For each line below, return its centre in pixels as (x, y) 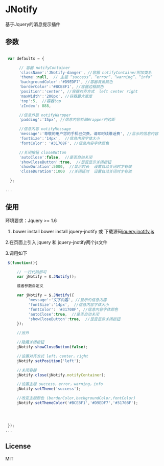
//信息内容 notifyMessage (45, 129)
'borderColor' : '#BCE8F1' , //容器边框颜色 (61, 87)
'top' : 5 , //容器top (40, 101)
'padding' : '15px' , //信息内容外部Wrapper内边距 (67, 120)
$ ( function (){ (22, 263)
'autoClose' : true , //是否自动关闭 (64, 314)
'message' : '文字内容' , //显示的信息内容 (67, 300)
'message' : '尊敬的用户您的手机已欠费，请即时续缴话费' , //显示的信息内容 (88, 134)
